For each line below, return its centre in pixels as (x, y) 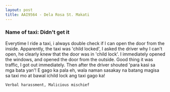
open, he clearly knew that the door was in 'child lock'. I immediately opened (85, 54)
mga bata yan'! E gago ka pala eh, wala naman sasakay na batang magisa (82, 70)
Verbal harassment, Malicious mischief (47, 85)
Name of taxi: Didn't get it (37, 32)
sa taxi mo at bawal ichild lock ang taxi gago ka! (55, 75)
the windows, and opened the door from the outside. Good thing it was (79, 59)
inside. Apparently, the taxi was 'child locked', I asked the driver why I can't (84, 49)
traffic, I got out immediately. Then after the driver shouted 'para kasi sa (80, 65)
